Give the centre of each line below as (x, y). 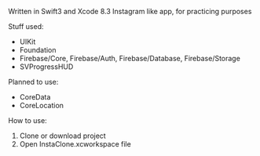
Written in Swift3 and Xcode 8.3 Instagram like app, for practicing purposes (130, 11)
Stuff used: (26, 26)
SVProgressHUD (46, 67)
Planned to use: (33, 82)
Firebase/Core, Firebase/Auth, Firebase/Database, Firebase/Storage (130, 58)
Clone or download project (62, 136)
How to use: (27, 120)
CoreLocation (42, 105)
